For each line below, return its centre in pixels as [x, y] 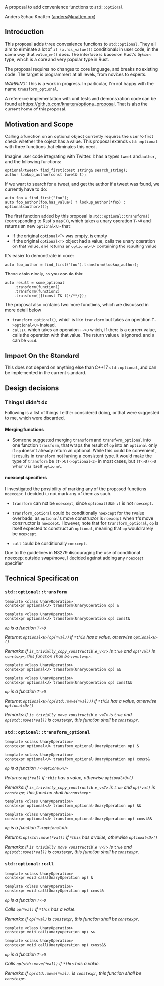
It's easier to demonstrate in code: [40, 255]
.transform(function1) [37, 287]
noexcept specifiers [26, 477]
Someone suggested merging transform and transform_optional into [82, 440]
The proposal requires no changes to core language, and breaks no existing [82, 69]
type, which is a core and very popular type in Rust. [57, 59]
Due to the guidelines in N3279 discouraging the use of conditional [73, 552]
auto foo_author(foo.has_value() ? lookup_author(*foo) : [65, 202]
